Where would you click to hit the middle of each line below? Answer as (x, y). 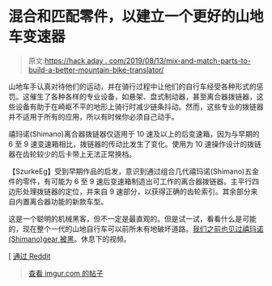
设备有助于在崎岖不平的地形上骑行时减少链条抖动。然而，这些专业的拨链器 (139, 107)
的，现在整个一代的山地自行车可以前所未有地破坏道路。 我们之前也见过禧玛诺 (136, 229)
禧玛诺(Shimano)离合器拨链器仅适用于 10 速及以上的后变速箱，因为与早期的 (134, 133)
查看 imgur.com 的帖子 (66, 273)
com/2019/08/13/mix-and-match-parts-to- (180, 61)
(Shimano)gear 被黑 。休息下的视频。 (70, 238)
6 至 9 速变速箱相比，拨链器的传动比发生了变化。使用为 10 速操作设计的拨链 (135, 144)
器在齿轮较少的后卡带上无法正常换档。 (72, 154)
